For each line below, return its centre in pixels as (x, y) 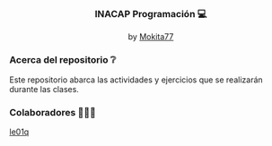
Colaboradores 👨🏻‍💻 (53, 112)
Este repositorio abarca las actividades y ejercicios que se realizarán (136, 80)
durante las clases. (44, 89)
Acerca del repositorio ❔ (63, 60)
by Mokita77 (151, 37)
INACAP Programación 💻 (151, 13)
